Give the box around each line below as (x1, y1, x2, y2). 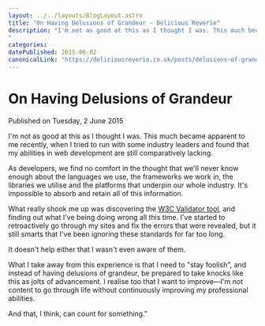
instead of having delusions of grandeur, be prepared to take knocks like (8, 268, 244, 278)
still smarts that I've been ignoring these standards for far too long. (8, 229, 226, 238)
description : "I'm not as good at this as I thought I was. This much (8, 26, 245, 34)
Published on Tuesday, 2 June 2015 (8, 116, 124, 125)
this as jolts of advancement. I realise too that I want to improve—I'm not (8, 276, 243, 286)
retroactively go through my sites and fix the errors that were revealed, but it (8, 221, 256, 230)
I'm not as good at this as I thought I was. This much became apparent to (8, 131, 246, 141)
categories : (8, 41, 47, 49)
